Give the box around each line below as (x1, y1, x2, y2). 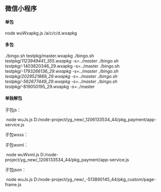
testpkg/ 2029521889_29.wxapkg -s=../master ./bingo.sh (5, 73, 117, 79)
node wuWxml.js (6, 152, 40, 157)
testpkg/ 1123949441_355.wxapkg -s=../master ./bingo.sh (5, 58, 119, 64)
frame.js (5, 182, 22, 187)
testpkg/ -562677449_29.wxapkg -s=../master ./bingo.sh (5, 78, 117, 84)
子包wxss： (5, 132, 28, 137)
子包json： (5, 167, 27, 173)
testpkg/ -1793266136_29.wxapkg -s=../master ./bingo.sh (5, 68, 118, 74)
